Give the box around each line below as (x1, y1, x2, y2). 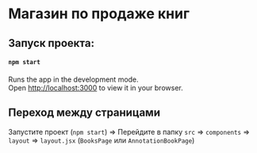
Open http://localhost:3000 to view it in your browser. (8, 82, 184, 92)
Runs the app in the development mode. (8, 75, 139, 84)
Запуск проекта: (8, 36, 95, 50)
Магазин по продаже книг (8, 5, 190, 23)
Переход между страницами (8, 106, 161, 120)
